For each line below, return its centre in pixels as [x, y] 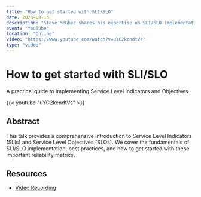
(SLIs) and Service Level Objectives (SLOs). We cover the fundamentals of [98, 142]
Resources [27, 174]
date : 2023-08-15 [28, 17]
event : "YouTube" [28, 28]
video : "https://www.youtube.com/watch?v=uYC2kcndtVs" [76, 39]
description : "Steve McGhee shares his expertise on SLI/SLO [84, 23]
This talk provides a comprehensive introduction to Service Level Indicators [99, 136]
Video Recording [36, 188]
